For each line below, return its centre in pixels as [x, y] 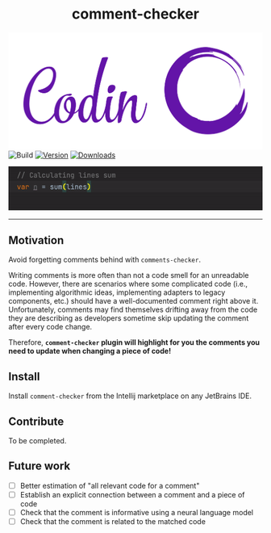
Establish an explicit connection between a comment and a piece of [132, 494]
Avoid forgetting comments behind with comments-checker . [105, 260]
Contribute [36, 421]
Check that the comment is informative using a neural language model [137, 512]
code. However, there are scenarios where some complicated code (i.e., [128, 284]
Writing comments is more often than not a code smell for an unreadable [129, 275]
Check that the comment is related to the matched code [113, 521]
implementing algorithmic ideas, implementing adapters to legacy [117, 292]
